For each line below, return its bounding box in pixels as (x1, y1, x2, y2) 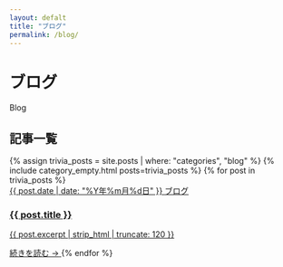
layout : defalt (9, 13, 67, 23)
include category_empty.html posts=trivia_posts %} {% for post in (9, 165, 256, 176)
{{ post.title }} (9, 209, 73, 222)
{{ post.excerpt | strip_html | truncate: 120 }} (9, 229, 175, 240)
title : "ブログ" (9, 22, 67, 31)
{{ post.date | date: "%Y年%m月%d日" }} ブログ (9, 186, 189, 196)
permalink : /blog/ (9, 30, 79, 39)
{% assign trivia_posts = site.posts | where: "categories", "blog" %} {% (9, 156, 275, 167)
